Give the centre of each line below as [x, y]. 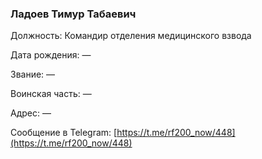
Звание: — [33, 74]
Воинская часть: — [51, 94]
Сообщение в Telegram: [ [64, 133]
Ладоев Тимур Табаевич [73, 14]
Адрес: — [31, 113]
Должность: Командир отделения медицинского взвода [131, 36]
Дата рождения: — [51, 55]
